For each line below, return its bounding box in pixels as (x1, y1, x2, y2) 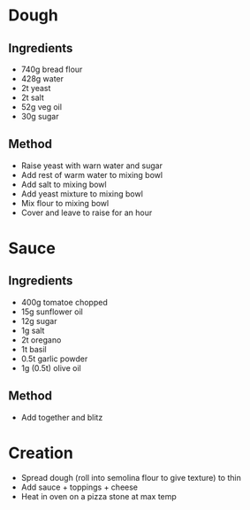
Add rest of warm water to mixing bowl (20, 169, 163, 180)
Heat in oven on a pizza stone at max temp (20, 491, 178, 501)
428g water (20, 73, 64, 84)
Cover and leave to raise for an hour (20, 207, 153, 218)
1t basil (20, 344, 47, 354)
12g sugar (20, 315, 57, 326)
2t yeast (20, 83, 51, 93)
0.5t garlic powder (20, 353, 88, 364)
